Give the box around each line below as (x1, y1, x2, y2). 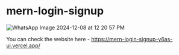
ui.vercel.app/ (6, 42, 41, 49)
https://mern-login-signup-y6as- (91, 35, 173, 42)
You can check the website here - (6, 35, 90, 42)
